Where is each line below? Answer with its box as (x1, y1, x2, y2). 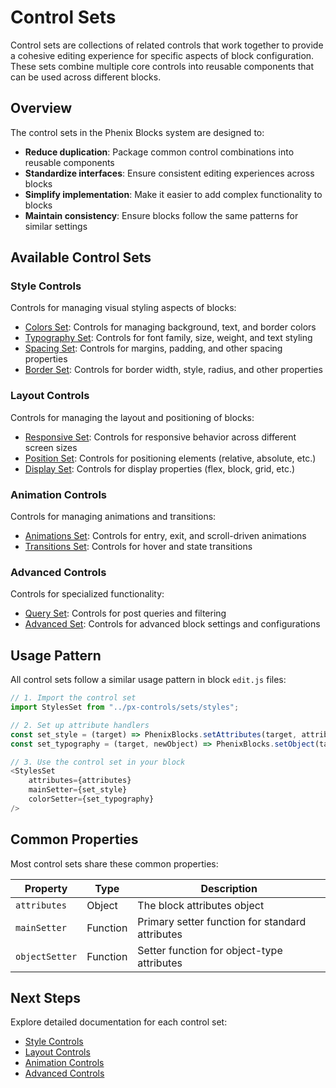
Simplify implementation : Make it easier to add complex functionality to (24, 188, 323, 200)
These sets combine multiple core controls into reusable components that (10, 60, 315, 72)
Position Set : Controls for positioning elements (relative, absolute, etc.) (24, 452, 317, 464)
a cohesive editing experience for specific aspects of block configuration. (10, 49, 315, 61)
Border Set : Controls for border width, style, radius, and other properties (24, 364, 323, 376)
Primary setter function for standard (137, 914, 307, 928)
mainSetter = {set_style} (28, 785, 128, 795)
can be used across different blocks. (10, 71, 162, 83)
